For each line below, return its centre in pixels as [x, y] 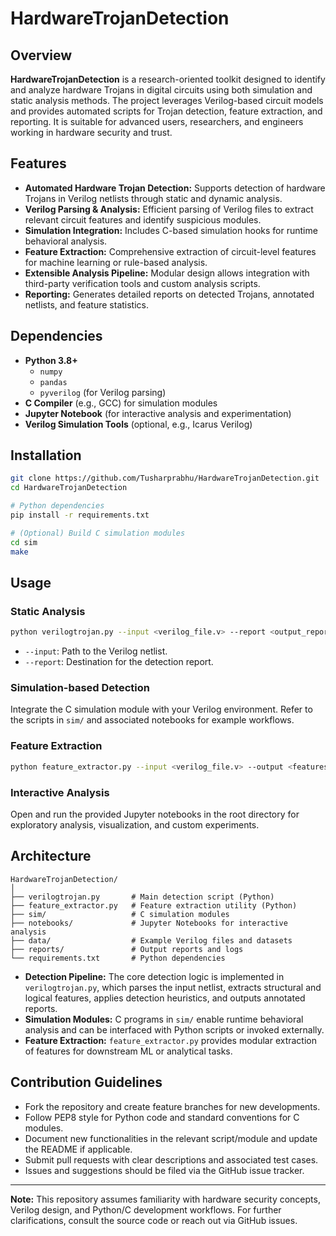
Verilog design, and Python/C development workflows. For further [146, 1209]
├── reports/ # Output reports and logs [127, 949]
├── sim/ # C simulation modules [120, 914]
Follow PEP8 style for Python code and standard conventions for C [162, 1117]
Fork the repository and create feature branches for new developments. [172, 1106]
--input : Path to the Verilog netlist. [96, 651]
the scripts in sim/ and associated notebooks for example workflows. [152, 720]
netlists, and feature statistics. [87, 304]
